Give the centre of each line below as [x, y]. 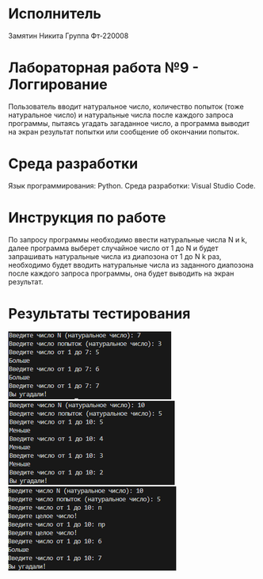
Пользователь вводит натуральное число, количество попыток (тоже [126, 106]
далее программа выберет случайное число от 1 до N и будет [114, 248]
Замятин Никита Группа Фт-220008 [69, 36]
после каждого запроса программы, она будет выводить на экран [121, 273]
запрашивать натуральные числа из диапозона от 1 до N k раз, [115, 256]
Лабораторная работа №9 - [104, 68]
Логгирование [58, 85]
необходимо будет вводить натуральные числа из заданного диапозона [131, 265]
